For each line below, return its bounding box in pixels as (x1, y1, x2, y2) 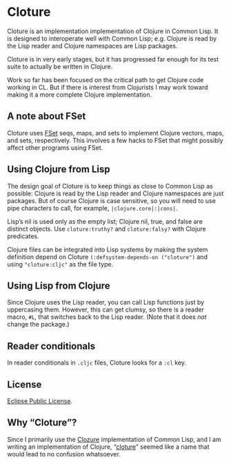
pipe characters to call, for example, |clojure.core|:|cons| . (7, 204, 178, 212)
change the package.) (7, 320, 70, 329)
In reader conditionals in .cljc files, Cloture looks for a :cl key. (7, 358, 187, 367)
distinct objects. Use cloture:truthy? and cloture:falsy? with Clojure (7, 224, 207, 233)
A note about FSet (7, 110, 86, 122)
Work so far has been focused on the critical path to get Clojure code (7, 75, 204, 84)
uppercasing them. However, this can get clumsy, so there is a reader (7, 305, 205, 314)
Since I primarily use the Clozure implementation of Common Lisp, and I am (7, 435, 222, 443)
